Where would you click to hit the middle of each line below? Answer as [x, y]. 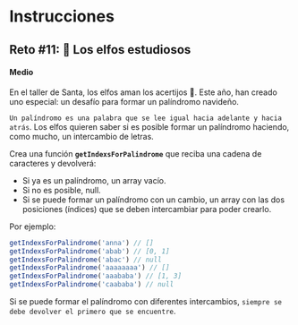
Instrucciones [62, 17]
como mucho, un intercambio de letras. [81, 136]
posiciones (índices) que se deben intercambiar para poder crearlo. [147, 209]
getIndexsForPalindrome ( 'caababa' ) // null [92, 285]
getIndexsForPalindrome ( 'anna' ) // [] [81, 243]
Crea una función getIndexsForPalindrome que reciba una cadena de [136, 153]
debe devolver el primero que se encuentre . [93, 312]
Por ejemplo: [33, 227]
